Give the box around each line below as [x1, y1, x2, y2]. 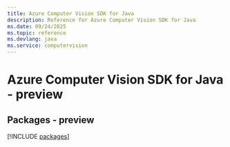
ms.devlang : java [7, 36, 57, 43]
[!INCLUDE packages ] [7, 133, 70, 140]
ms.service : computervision [7, 42, 88, 49]
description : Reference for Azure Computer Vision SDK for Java [7, 17, 196, 23]
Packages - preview [7, 114, 95, 126]
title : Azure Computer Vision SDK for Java [7, 10, 135, 17]
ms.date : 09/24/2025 [7, 23, 67, 30]
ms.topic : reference [7, 29, 67, 37]
